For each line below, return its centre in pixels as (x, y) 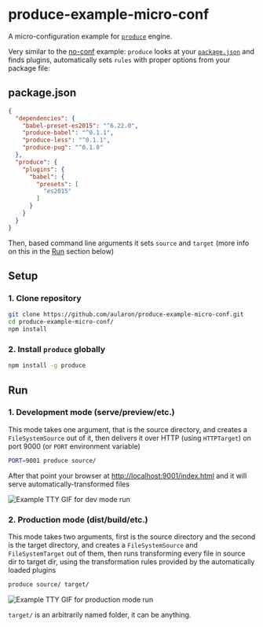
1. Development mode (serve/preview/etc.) (91, 412)
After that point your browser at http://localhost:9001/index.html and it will (128, 475)
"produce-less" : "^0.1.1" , (66, 140)
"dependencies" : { (46, 118)
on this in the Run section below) (61, 251)
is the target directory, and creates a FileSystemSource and (103, 544)
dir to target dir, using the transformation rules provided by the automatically (131, 561)
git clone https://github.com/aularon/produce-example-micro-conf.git (126, 315)
